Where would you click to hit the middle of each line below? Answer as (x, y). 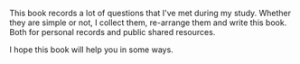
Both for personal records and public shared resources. (112, 32)
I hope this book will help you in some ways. (91, 50)
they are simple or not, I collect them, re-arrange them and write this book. (148, 23)
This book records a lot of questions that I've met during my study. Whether (150, 13)
